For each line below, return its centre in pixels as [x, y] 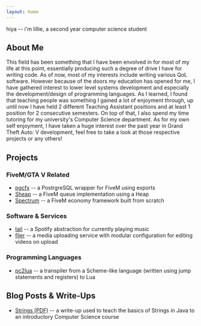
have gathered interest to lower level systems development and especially [97, 88]
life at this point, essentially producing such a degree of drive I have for [94, 68]
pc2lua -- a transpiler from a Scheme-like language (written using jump [103, 270]
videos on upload [36, 242]
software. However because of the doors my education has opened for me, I [100, 81]
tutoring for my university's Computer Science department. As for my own [98, 119]
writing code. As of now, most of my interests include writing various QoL [97, 75]
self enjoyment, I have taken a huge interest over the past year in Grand [94, 126]
